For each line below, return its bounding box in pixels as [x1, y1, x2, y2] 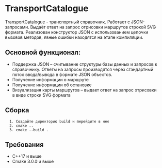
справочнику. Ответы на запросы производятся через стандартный [12, 66, 154, 72]
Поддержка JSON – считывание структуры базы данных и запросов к [12, 61, 158, 67]
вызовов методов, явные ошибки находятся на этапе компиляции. [5, 34, 144, 40]
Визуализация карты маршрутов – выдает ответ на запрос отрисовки [12, 87, 157, 92]
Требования [5, 140, 44, 149]
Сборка [5, 106, 29, 114]
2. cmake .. [9, 123, 34, 128]
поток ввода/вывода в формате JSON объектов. [12, 71, 113, 77]
